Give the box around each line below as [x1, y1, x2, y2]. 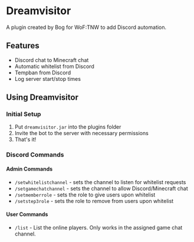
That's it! [14, 136, 37, 143]
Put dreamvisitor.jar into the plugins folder [14, 123, 121, 130]
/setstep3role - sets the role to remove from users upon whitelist [14, 197, 174, 204]
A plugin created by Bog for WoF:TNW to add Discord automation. [6, 24, 167, 31]
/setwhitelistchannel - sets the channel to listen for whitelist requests [14, 178, 186, 185]
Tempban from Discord [14, 69, 71, 76]
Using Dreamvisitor [6, 93, 78, 103]
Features [6, 41, 40, 51]
